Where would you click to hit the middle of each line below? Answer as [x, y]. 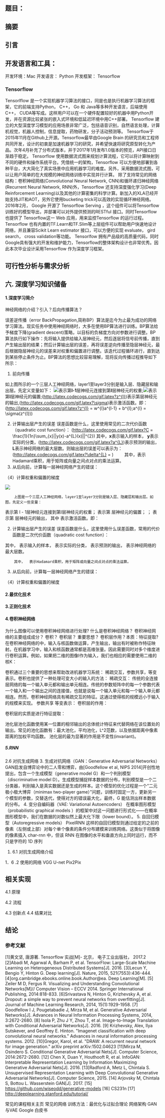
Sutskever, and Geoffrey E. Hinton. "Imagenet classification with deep [75, 1031]
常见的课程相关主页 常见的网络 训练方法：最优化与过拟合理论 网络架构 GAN [81, 1104]
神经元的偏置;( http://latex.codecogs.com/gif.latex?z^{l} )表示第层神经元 [86, 397]
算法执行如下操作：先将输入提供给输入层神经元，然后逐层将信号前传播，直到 [82, 339]
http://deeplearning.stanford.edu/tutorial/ [47, 1094]
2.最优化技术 [18, 594]
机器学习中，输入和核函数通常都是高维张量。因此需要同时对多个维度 [87, 649]
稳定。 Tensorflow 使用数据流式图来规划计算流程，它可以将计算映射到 [89, 156]
